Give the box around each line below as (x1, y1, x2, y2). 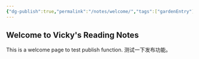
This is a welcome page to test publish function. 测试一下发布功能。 (6, 46, 171, 53)
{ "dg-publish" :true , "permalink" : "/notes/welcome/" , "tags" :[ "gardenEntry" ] (6, 8, 195, 15)
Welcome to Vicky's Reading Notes (6, 30, 139, 40)
